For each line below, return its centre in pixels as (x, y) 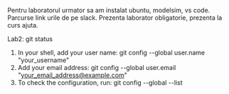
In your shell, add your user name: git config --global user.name (111, 53)
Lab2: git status (30, 39)
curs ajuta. (23, 25)
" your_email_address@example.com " (73, 75)
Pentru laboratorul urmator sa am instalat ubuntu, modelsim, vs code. (109, 10)
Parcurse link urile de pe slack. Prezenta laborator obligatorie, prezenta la (115, 18)
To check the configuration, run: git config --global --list (100, 83)
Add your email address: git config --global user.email (97, 67)
